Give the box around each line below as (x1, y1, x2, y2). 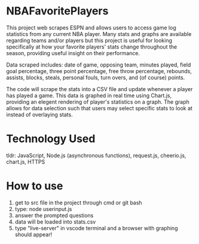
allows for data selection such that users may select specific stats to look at (6, 104, 193, 112)
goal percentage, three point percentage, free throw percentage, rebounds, (6, 67, 192, 74)
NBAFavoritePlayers (6, 4, 109, 18)
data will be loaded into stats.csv (14, 218, 96, 225)
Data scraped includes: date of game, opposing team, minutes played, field (6, 61, 191, 68)
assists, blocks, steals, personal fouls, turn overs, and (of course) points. (6, 74, 185, 81)
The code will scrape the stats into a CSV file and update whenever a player (6, 85, 193, 92)
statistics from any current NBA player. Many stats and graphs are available (6, 30, 192, 37)
